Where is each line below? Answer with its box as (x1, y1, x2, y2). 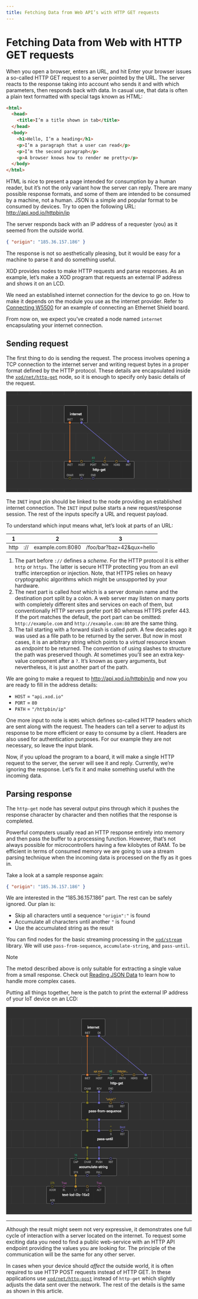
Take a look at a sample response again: (6, 871, 104, 879)
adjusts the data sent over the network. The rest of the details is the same (6, 1281, 186, 1288)
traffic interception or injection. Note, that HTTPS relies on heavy (14, 570, 172, 577)
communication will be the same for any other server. (6, 1251, 136, 1258)
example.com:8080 (33, 544, 81, 551)
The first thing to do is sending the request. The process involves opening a (6, 354, 190, 361)
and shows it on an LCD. (6, 280, 65, 287)
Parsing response (6, 789, 72, 799)
